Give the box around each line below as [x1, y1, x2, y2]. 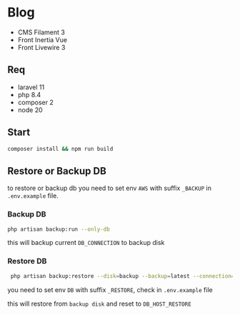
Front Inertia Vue [17, 35, 68, 44]
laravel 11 [17, 83, 45, 91]
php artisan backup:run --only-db [7, 226, 111, 233]
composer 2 [17, 98, 54, 106]
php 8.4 [17, 90, 41, 99]
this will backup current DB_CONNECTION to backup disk [7, 239, 165, 247]
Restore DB [7, 256, 47, 266]
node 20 [17, 105, 43, 114]
